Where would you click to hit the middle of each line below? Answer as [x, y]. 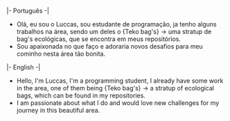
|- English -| [24, 67]
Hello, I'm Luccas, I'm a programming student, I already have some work [120, 81]
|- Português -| [28, 11]
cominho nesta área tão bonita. [61, 54]
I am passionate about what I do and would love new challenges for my [118, 103]
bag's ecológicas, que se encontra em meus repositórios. [99, 39]
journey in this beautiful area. [58, 110]
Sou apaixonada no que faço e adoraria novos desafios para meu [110, 46]
